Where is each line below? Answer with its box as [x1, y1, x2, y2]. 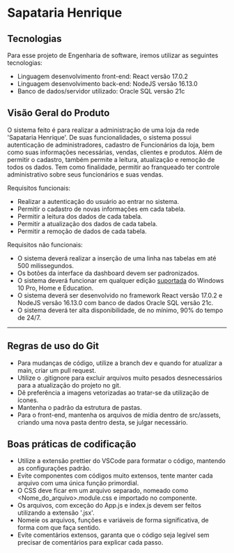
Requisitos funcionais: [7, 184, 71, 192]
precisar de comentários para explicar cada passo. [17, 538, 164, 547]
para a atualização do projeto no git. [17, 381, 121, 389]
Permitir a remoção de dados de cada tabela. [17, 227, 148, 235]
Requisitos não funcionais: [7, 240, 84, 249]
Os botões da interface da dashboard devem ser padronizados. [17, 269, 200, 277]
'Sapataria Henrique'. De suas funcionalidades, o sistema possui [7, 133, 192, 141]
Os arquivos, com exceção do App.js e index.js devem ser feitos [17, 501, 202, 510]
